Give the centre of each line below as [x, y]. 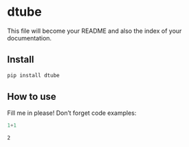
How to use [32, 97]
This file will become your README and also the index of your [94, 31]
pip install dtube [33, 75]
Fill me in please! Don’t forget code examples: [72, 113]
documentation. [30, 38]
